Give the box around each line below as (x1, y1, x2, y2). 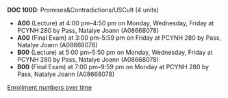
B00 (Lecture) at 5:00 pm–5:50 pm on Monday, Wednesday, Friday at (16, 48, 213, 56)
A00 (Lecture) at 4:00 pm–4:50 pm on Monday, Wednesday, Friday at (16, 19, 214, 27)
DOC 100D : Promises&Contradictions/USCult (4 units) (7, 6, 160, 14)
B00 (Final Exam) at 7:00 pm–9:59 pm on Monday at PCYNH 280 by (16, 63, 210, 71)
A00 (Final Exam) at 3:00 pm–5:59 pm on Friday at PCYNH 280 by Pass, (16, 34, 221, 42)
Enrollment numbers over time (7, 84, 92, 91)
